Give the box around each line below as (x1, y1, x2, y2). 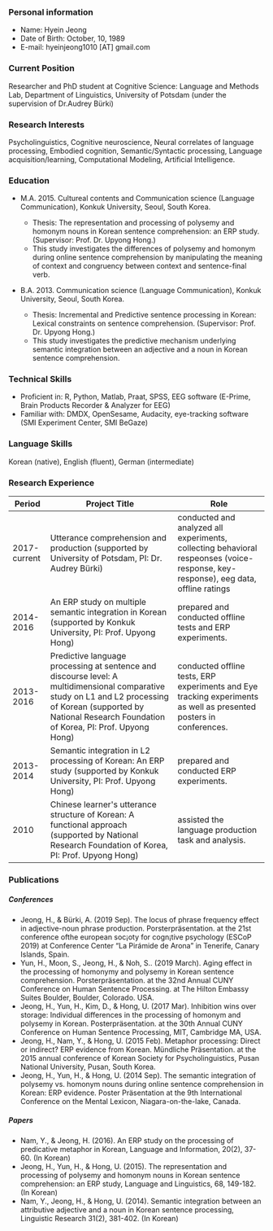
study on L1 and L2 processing (50, 691, 169, 703)
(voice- (224, 553, 254, 564)
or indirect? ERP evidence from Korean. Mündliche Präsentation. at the (19, 1045, 257, 1054)
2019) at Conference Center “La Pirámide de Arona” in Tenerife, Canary (19, 940, 260, 950)
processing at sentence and (50, 660, 157, 672)
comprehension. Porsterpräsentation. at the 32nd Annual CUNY (19, 975, 234, 985)
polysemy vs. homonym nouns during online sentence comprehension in (19, 1079, 264, 1089)
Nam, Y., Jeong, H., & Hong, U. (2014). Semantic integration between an (19, 1196, 262, 1206)
